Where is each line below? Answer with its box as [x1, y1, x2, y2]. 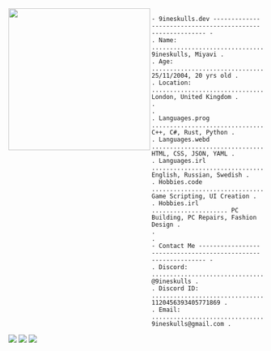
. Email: [151, 306, 181, 314]
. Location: [151, 79, 192, 87]
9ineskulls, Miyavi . [151, 50, 225, 58]
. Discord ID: [151, 285, 200, 293]
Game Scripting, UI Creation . [151, 192, 257, 200]
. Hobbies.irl [151, 199, 200, 208]
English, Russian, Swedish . [151, 171, 250, 179]
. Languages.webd [151, 135, 210, 143]
